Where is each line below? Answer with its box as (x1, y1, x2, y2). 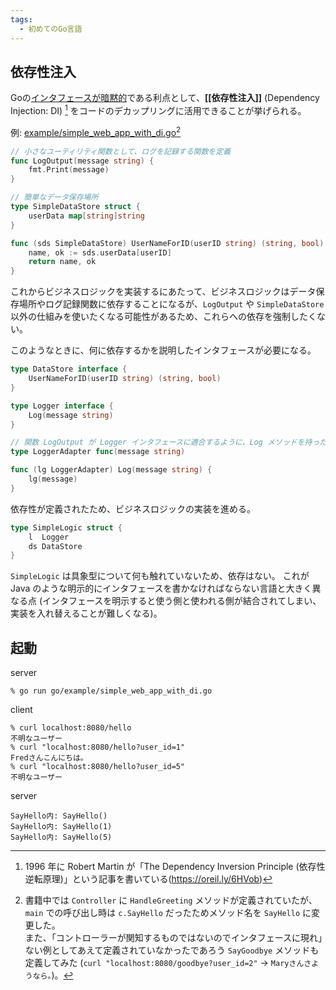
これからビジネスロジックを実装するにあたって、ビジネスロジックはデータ (10, 286, 317, 298)
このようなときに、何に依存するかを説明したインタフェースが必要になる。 (10, 344, 317, 356)
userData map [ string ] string (28, 211, 145, 221)
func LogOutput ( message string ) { (10, 156, 155, 166)
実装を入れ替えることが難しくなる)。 (10, 607, 163, 620)
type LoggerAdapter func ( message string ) (10, 447, 186, 457)
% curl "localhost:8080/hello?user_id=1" (10, 742, 186, 753)
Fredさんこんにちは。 (10, 753, 88, 763)
